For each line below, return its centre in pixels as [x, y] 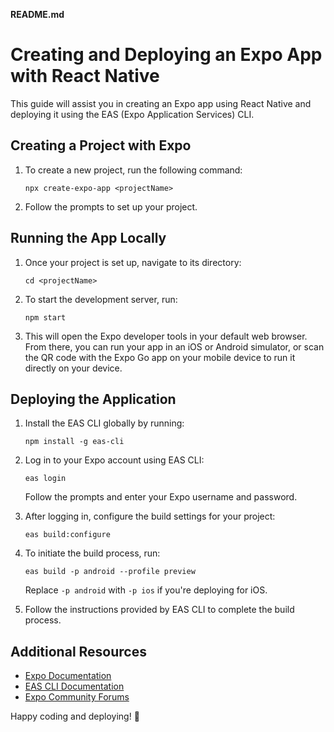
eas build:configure [67, 535]
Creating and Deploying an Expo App [166, 55]
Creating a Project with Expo [101, 145]
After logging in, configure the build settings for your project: [150, 516]
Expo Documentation [68, 676]
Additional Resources [78, 651]
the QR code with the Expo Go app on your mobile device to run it [160, 357]
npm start [45, 317]
